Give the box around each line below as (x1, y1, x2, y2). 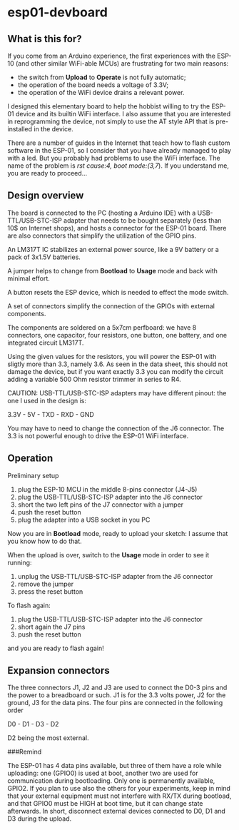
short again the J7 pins (17, 622, 86, 631)
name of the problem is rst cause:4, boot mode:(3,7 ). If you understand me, (7, 161, 230, 170)
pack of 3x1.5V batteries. (7, 253, 81, 261)
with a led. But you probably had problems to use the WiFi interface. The (7, 154, 220, 162)
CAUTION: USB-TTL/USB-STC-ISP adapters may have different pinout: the (7, 388, 227, 397)
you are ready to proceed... (7, 169, 88, 177)
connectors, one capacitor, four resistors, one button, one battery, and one (7, 330, 227, 339)
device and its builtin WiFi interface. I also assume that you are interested (15, 110, 231, 118)
